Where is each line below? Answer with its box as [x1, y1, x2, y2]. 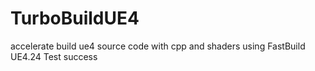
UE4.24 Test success [10, 50, 98, 62]
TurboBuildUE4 [10, 7, 140, 30]
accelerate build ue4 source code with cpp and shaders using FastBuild [10, 40, 306, 52]
